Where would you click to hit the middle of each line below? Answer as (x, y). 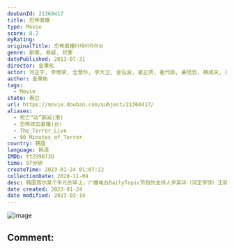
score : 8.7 (23, 33)
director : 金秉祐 (31, 66)
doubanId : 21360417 (36, 14)
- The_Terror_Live (40, 131)
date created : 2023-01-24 (45, 189)
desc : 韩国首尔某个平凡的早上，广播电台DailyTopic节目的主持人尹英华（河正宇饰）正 (115, 182)
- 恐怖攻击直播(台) (38, 124)
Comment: (31, 237)
